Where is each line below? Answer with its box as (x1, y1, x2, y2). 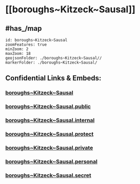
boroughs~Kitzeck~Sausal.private (5, 145, 93, 151)
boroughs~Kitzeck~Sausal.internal (5, 117, 95, 124)
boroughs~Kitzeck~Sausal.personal (5, 158, 97, 165)
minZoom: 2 (5, 47, 29, 52)
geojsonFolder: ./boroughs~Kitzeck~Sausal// (5, 55, 102, 60)
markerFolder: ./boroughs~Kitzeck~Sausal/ (5, 60, 97, 65)
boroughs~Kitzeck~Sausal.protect (5, 131, 94, 138)
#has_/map (5, 24, 42, 33)
